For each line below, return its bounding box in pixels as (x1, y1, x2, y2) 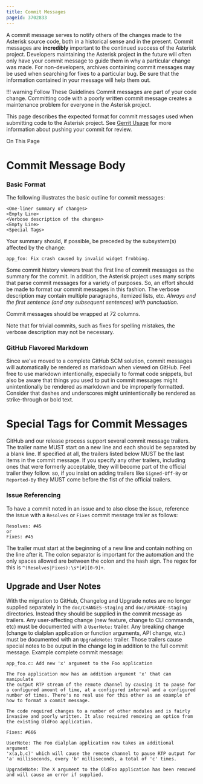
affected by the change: (6, 244, 66, 251)
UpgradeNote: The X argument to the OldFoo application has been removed (6, 766, 196, 773)
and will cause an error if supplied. (6, 772, 104, 778)
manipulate (6, 677, 34, 683)
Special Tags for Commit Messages (6, 417, 188, 431)
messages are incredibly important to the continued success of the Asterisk (6, 44, 196, 52)
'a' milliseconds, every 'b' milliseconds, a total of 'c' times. (6, 756, 177, 762)
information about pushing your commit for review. (6, 126, 132, 133)
